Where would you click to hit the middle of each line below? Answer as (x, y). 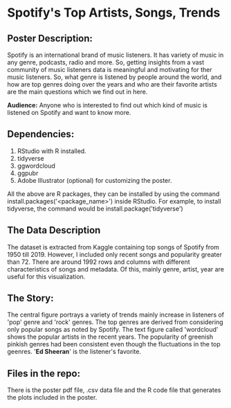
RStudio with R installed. (52, 151)
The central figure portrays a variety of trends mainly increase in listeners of (116, 315)
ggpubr (28, 173)
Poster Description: (50, 38)
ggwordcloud (36, 166)
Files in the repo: (44, 373)
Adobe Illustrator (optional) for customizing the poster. (94, 180)
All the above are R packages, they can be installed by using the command (113, 194)
